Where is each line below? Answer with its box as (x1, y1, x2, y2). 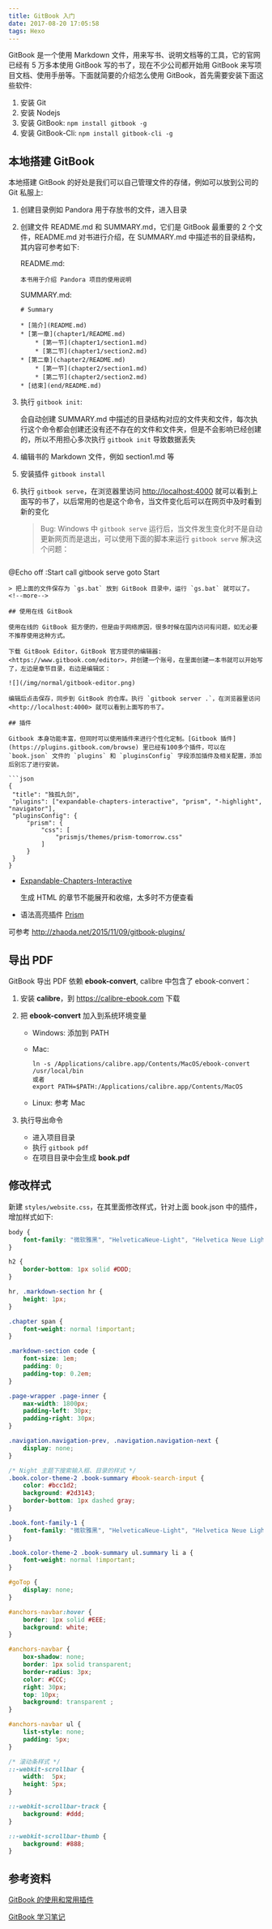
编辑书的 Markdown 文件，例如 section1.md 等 (19, 452, 175, 462)
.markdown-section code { (8, 1347, 96, 1355)
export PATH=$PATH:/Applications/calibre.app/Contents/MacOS (32, 1083, 243, 1091)
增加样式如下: (8, 1212, 54, 1221)
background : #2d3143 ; (23, 1489, 96, 1497)
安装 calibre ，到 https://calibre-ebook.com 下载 (19, 993, 181, 1003)
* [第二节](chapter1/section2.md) (35, 347, 148, 355)
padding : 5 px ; (23, 1735, 70, 1743)
